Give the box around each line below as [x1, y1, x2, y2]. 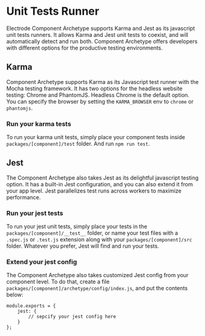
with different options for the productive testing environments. [6, 44, 163, 52]
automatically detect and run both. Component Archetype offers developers [6, 37, 198, 45]
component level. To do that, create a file [6, 278, 110, 286]
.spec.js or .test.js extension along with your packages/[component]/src [6, 236, 193, 243]
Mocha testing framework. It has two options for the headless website [6, 85, 183, 92]
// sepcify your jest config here [28, 314, 116, 320]
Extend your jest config [6, 258, 78, 266]
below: [6, 291, 23, 299]
